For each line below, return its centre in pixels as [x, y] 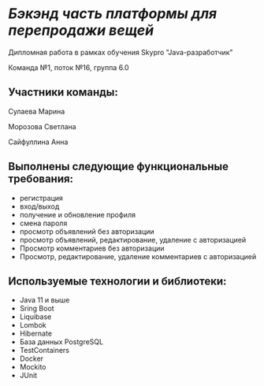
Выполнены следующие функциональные [119, 167]
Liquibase [35, 317]
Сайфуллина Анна [38, 142]
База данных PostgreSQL [61, 342]
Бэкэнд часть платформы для [113, 14]
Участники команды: [63, 93]
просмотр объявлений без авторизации [87, 231]
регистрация [41, 198]
